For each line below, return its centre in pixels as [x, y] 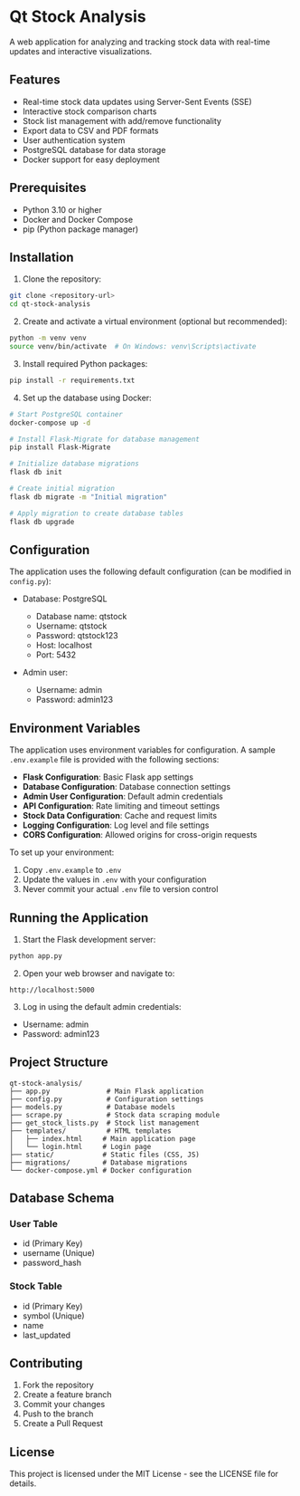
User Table [34, 1223]
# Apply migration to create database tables [96, 513]
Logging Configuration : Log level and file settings [116, 825]
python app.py [36, 956]
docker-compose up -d [50, 423]
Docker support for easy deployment [91, 159]
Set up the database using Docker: [87, 398]
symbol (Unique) [53, 1316]
